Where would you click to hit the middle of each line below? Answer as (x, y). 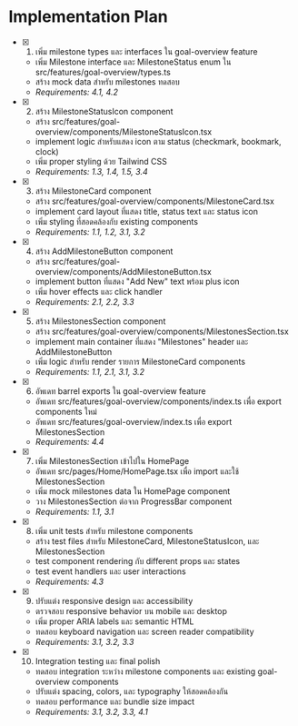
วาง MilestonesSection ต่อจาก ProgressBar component (134, 501)
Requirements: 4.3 (70, 581)
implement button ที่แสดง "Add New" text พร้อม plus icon (137, 281)
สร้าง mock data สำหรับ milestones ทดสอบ (107, 81)
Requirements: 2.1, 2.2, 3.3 (84, 301)
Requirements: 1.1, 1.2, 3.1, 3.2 (90, 232)
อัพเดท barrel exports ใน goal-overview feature (120, 391)
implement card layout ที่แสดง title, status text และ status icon (146, 211)
